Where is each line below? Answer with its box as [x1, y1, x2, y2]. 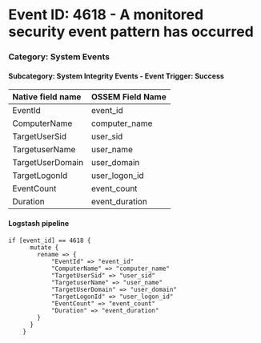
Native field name [12, 91, 82, 103]
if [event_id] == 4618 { [8, 236, 91, 244]
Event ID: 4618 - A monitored [8, 6, 204, 24]
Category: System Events [8, 51, 110, 63]
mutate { [29, 243, 59, 252]
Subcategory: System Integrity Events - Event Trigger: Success [8, 71, 224, 81]
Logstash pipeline [8, 218, 70, 228]
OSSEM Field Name [90, 91, 167, 103]
